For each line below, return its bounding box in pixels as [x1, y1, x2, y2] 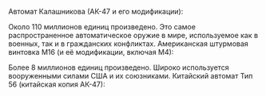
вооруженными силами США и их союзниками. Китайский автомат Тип [8, 71, 253, 80]
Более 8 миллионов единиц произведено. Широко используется [8, 63, 229, 72]
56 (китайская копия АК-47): [8, 79, 105, 89]
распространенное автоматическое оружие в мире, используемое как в [8, 31, 258, 40]
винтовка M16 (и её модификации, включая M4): [8, 48, 174, 56]
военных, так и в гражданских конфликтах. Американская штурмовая [8, 39, 249, 48]
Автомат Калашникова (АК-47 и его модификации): [8, 7, 184, 16]
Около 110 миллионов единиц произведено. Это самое [8, 22, 196, 31]
